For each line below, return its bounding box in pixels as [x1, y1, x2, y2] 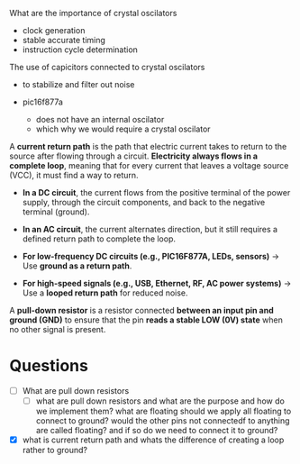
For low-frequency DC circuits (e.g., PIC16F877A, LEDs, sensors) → [22, 251, 280, 261]
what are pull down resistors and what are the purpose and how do [35, 396, 286, 406]
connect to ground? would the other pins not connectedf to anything [35, 415, 290, 426]
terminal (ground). [22, 206, 90, 217]
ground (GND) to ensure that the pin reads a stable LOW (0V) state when [9, 314, 284, 325]
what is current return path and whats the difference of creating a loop [22, 434, 285, 445]
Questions [9, 356, 88, 377]
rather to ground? [22, 445, 88, 456]
